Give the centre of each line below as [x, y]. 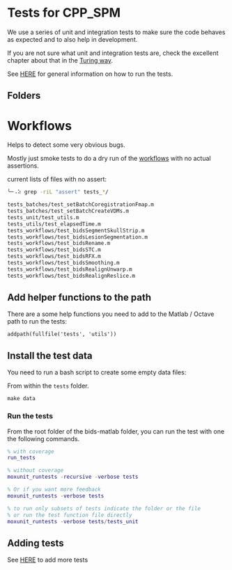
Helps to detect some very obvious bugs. [66, 145]
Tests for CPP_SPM [64, 13]
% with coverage [31, 451]
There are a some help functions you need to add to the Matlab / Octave [111, 314]
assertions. [23, 166]
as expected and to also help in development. [72, 39]
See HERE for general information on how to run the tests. [90, 74]
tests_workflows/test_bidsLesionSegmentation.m [78, 237]
